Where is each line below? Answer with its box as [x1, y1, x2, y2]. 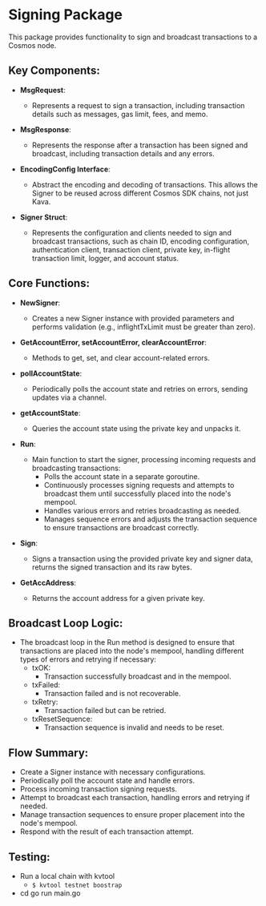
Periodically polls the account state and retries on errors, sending [31, 384, 248, 393]
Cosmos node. [8, 40, 57, 50]
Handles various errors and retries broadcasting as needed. [43, 505, 242, 515]
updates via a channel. [31, 393, 107, 402]
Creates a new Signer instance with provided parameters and [31, 313, 235, 323]
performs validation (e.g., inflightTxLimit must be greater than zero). [31, 322, 256, 332]
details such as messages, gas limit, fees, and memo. [31, 109, 208, 119]
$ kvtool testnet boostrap [31, 881, 123, 889]
